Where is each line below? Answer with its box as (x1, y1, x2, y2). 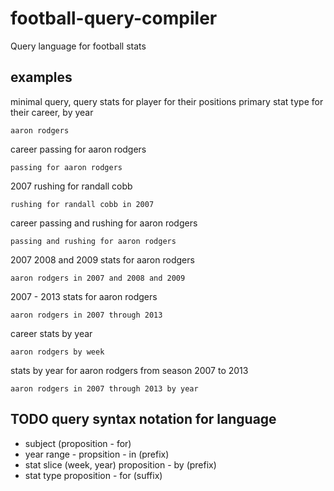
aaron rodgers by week (10, 347, 105, 357)
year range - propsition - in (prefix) (24, 448, 170, 460)
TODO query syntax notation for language (10, 411, 277, 428)
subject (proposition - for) (24, 437, 132, 449)
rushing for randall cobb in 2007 (10, 199, 155, 209)
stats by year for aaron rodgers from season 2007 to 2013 (10, 364, 249, 376)
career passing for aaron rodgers (10, 143, 147, 155)
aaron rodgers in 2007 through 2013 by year (10, 383, 199, 394)
